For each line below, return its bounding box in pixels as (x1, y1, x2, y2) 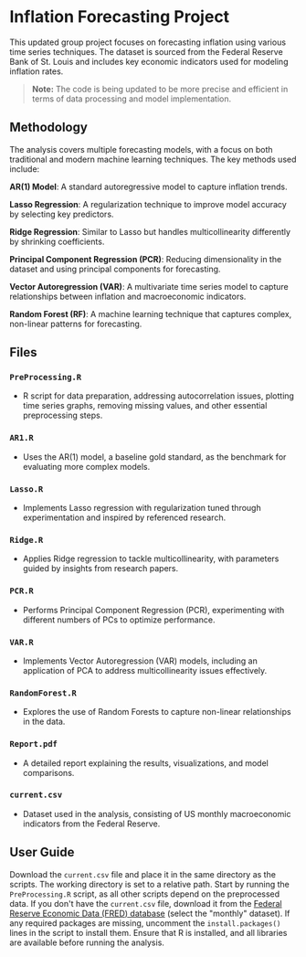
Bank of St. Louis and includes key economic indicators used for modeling (9, 56, 289, 67)
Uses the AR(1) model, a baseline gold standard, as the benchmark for (22, 451, 287, 463)
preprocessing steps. (22, 409, 103, 421)
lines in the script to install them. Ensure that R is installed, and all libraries (9, 927, 288, 938)
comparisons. (22, 767, 75, 778)
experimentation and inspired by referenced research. (22, 512, 227, 523)
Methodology (9, 120, 89, 135)
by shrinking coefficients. (9, 236, 105, 247)
